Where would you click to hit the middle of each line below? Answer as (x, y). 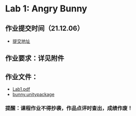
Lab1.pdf (21, 89)
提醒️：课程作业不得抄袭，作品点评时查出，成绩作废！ (69, 109)
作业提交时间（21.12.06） (44, 28)
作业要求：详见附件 (35, 58)
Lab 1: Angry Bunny (46, 9)
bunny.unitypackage (33, 95)
